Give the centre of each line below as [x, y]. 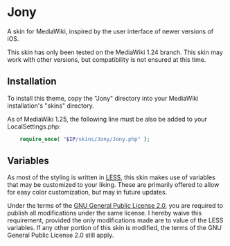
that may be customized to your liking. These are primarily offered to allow [113, 185]
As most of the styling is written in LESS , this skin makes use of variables [112, 177]
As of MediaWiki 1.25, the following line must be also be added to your [107, 119]
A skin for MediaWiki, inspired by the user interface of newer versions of [110, 31]
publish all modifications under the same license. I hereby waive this [105, 213]
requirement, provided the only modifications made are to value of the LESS [115, 220]
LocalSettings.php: [34, 126]
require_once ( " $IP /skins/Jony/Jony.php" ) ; [85, 139]
